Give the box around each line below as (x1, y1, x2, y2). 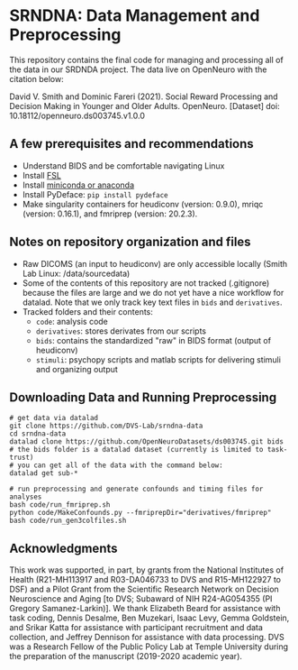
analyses (9, 492, 42, 501)
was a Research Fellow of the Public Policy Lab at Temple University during (9, 641, 289, 652)
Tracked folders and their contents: (22, 306, 153, 317)
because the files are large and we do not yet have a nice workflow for (22, 287, 284, 298)
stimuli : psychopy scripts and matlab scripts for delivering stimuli (35, 353, 282, 365)
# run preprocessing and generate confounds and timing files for (9, 484, 264, 494)
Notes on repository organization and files (9, 234, 251, 250)
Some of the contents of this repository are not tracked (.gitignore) (22, 277, 270, 289)
